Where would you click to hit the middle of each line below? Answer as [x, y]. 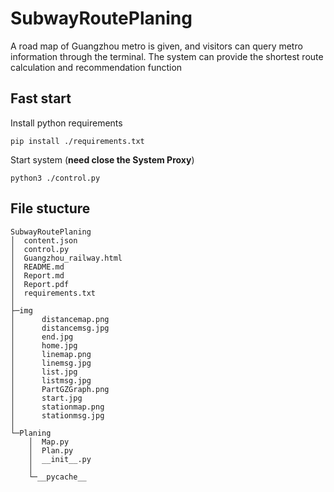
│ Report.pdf [40, 284]
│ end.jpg [42, 337]
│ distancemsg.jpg [60, 328]
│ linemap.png [51, 354]
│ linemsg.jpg [51, 363]
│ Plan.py [51, 450]
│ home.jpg [44, 345]
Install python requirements [66, 123]
